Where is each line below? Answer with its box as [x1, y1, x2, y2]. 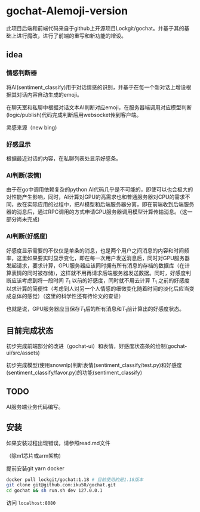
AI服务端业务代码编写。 [6, 403, 64, 410]
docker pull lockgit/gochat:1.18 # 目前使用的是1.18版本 [6, 476, 144, 483]
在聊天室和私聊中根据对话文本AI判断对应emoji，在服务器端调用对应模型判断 [6, 103, 192, 111]
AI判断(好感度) [6, 232, 48, 240]
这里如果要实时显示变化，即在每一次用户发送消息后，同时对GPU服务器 [16, 254, 190, 261]
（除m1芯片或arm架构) [6, 452, 61, 459]
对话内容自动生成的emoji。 [16, 91, 82, 98]
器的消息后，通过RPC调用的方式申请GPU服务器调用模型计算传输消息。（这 [6, 208, 187, 215]
